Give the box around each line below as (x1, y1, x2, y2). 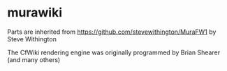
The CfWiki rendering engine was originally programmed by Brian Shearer (7, 48, 221, 57)
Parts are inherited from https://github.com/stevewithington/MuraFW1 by (7, 28, 217, 36)
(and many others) (7, 55, 61, 63)
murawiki (7, 5, 63, 21)
